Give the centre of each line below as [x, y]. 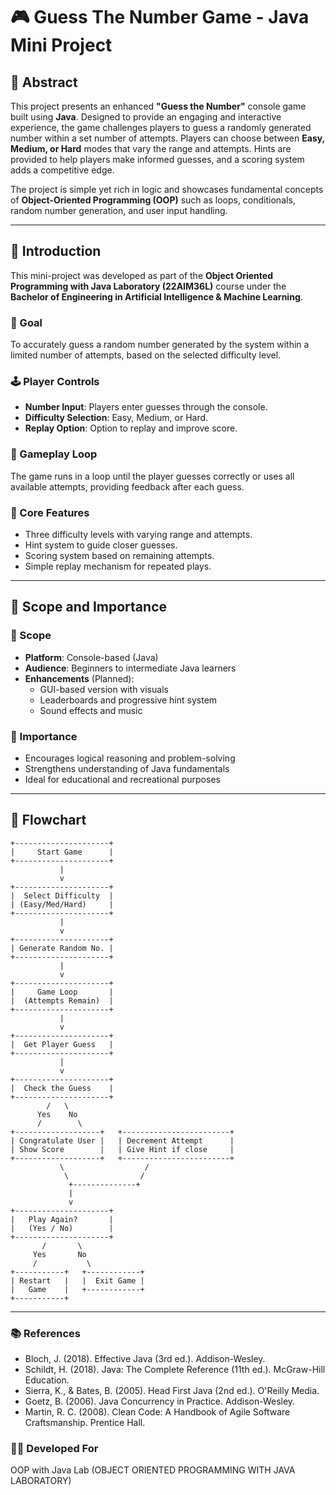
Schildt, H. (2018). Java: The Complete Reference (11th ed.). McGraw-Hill [175, 1370]
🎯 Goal [26, 322]
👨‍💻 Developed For [54, 1449]
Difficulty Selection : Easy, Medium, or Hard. [116, 418]
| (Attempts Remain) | [62, 1000]
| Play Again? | [62, 1219]
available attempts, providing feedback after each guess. [127, 486]
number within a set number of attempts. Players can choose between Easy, [167, 138]
